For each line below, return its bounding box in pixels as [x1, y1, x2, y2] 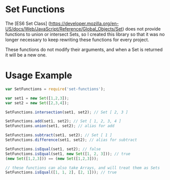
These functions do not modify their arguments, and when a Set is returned [5, 46, 163, 52]
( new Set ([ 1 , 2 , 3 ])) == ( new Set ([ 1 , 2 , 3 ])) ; [5, 156, 99, 161]
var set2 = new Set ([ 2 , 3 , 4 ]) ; [5, 100, 70, 105]
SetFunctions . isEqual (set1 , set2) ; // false [5, 146, 101, 152]
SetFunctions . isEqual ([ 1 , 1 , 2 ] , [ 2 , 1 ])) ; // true [5, 170, 117, 175]
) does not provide [122, 25, 161, 32]
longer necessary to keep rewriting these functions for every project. [5, 37, 150, 43]
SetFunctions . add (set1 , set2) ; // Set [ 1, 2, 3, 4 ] [5, 118, 122, 124]
